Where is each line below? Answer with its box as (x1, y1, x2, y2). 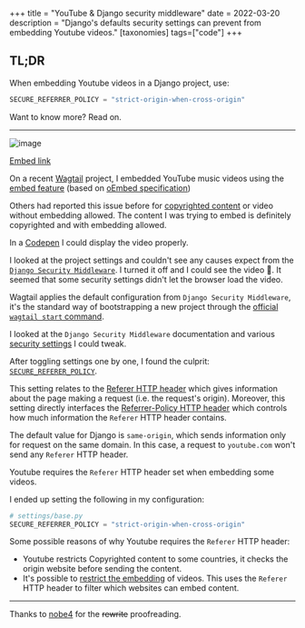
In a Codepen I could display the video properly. (9, 236, 189, 248)
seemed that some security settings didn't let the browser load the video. (9, 274, 283, 284)
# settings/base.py (9, 511, 84, 521)
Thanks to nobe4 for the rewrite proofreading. (9, 609, 182, 620)
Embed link (9, 155, 52, 166)
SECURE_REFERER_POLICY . (9, 365, 98, 376)
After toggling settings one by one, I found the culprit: (9, 355, 211, 366)
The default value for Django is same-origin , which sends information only (9, 429, 287, 440)
